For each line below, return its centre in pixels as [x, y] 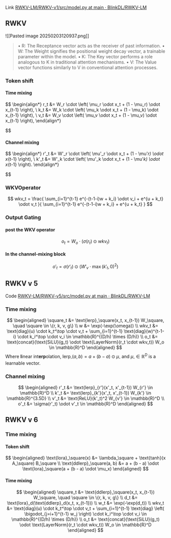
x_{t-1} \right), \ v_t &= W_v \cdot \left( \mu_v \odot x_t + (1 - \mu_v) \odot [81, 115]
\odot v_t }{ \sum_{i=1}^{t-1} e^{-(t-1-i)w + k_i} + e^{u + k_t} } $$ [85, 204]
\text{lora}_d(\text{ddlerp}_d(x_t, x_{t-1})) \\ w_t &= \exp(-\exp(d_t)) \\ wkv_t [85, 503]
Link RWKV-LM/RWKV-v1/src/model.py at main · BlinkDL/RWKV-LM [76, 7]
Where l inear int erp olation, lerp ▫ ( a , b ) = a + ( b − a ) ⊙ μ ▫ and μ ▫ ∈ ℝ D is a [81, 357]
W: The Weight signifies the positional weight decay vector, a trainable [91, 51]
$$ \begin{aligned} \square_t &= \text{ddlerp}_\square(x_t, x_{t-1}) [85, 492]
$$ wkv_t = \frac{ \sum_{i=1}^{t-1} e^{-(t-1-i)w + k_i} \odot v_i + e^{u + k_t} [85, 199]
